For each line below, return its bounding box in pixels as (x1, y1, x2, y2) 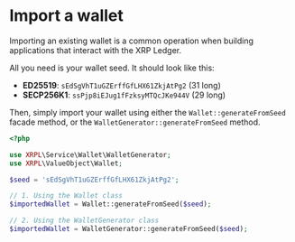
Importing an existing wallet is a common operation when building (9, 35, 254, 46)
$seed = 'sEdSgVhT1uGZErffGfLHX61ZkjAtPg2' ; (9, 175, 180, 184)
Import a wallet (9, 5, 124, 26)
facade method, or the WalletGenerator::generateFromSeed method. (9, 116, 261, 127)
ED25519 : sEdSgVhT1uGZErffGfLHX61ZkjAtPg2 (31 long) (22, 79, 221, 90)
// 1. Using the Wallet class (9, 191, 124, 200)
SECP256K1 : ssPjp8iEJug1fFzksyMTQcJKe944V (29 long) (22, 89, 226, 100)
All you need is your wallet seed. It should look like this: (9, 62, 215, 73)
